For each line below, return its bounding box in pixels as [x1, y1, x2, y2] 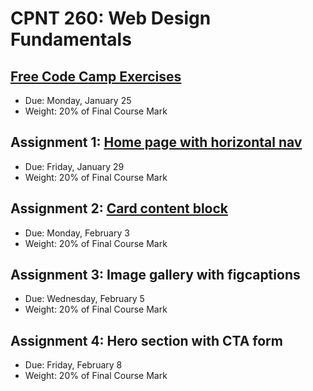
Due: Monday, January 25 [24, 95, 132, 106]
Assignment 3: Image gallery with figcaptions [10, 267, 301, 284]
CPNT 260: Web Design [10, 7, 212, 30]
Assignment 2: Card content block [10, 200, 228, 217]
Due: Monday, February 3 [24, 227, 130, 239]
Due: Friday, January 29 [24, 160, 125, 172]
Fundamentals [10, 28, 132, 51]
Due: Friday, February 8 [24, 359, 123, 371]
